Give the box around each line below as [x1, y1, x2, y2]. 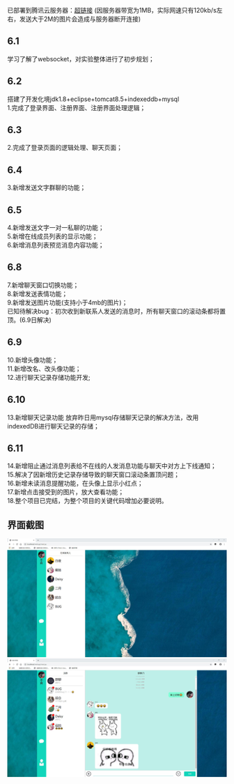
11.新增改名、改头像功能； [7, 364, 81, 373]
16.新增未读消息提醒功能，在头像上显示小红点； [7, 479, 143, 488]
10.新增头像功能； [7, 355, 58, 364]
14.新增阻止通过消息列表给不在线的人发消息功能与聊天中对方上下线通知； [7, 462, 217, 470]
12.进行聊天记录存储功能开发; [7, 373, 91, 381]
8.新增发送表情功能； [7, 289, 68, 298]
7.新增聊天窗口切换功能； [7, 281, 79, 289]
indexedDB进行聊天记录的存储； [7, 422, 100, 430]
